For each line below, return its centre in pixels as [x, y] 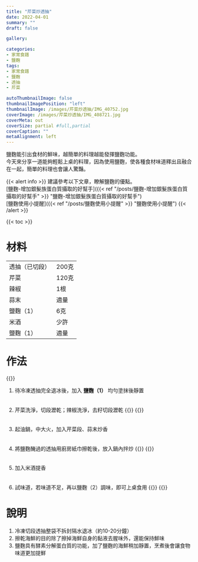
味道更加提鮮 [30, 553]
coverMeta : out [25, 120]
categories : [21, 50]
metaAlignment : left [32, 137]
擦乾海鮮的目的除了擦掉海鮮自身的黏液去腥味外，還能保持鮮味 [90, 538]
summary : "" [21, 22]
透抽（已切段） [30, 267]
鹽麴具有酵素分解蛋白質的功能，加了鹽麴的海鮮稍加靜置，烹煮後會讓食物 [102, 545]
